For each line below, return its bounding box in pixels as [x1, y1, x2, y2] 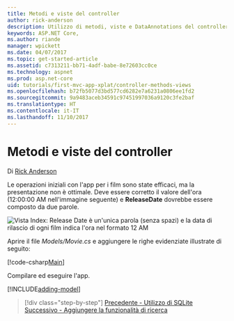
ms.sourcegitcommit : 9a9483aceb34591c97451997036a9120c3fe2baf [7, 95, 195, 102]
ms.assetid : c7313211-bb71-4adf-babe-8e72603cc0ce [7, 62, 157, 69]
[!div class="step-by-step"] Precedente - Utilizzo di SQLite [24, 298, 193, 306]
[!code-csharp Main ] [7, 258, 65, 266]
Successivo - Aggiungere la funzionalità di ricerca [24, 306, 169, 314]
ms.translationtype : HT [7, 101, 77, 108]
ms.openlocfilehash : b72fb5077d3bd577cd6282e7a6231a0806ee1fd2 [7, 88, 195, 95]
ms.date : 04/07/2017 [7, 49, 68, 56]
